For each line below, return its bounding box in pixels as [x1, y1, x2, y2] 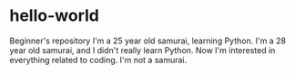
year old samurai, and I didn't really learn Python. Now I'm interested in [9, 44, 276, 55]
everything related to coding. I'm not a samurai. [9, 54, 188, 65]
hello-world [9, 5, 100, 26]
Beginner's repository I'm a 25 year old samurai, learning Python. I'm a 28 [9, 35, 287, 46]
